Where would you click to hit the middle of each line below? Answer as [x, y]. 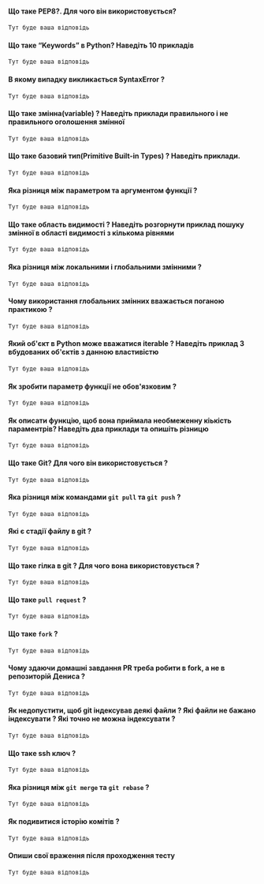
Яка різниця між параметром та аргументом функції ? [103, 190]
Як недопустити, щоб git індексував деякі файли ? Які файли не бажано [132, 710]
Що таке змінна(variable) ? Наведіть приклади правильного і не [118, 114]
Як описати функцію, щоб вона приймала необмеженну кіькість [120, 420]
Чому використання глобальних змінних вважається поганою [116, 301]
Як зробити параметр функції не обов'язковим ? [93, 386]
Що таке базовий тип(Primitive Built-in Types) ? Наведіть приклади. [124, 156]
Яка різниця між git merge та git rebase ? [79, 787]
